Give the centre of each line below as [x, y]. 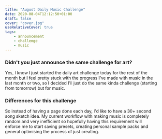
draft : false [18, 18]
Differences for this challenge [41, 100]
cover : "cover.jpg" [25, 23]
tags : [10, 32]
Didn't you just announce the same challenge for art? [69, 62]
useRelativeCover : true [29, 28]
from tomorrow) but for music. [35, 88]
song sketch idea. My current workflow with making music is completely [77, 116]
